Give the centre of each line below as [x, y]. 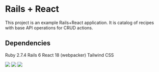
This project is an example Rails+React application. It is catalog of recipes [79, 23]
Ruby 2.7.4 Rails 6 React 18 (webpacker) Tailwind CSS [60, 55]
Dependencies [28, 43]
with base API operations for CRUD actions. [49, 27]
